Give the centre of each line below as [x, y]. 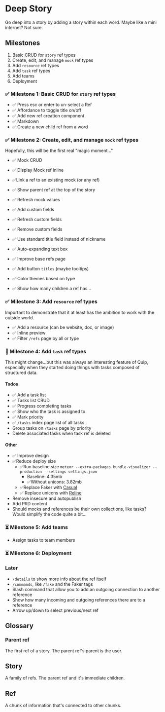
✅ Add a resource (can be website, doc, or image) [63, 327]
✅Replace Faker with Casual [48, 487]
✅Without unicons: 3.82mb [54, 482]
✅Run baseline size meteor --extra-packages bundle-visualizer [85, 467]
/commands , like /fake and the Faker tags [52, 584]
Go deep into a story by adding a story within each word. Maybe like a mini [81, 22]
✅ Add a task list [29, 395]
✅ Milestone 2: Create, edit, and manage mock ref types [72, 140]
